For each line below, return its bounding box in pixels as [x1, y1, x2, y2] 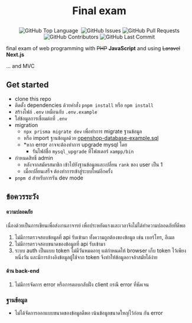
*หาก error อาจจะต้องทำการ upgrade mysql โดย [23, 141, 128, 148]
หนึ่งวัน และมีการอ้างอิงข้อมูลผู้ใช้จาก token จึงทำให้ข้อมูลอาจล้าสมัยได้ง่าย [14, 253, 158, 260]
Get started [6, 80, 49, 90]
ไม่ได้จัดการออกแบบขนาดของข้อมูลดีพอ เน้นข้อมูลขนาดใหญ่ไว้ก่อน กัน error [14, 309, 164, 317]
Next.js [6, 51, 25, 58]
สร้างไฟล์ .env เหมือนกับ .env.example [14, 108, 97, 115]
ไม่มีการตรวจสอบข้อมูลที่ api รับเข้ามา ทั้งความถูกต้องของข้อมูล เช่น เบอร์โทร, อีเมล [14, 233, 175, 240]
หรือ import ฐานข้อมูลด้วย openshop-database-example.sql [23, 135, 159, 141]
